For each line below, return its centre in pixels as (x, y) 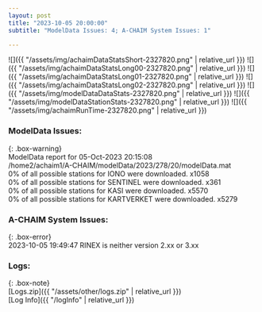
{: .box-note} (29, 283)
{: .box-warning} (35, 148)
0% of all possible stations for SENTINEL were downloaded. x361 (115, 182)
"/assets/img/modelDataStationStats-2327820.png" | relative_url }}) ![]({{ (128, 102)
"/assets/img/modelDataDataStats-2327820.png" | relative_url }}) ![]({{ (134, 94)
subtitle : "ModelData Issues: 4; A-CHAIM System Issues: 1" (110, 30)
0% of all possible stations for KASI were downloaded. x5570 (108, 191)
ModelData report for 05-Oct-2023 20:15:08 (81, 156)
